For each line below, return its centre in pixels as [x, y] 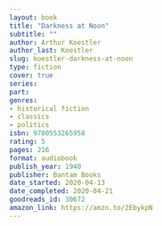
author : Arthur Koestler [55, 42]
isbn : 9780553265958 [48, 133]
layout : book [33, 17]
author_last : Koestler [51, 51]
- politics [29, 125]
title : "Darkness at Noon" [59, 26]
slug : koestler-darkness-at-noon [71, 59]
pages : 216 [29, 149]
